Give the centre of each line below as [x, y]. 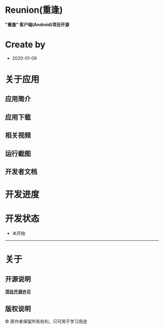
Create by [25, 45]
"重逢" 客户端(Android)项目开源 [37, 24]
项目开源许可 [18, 292]
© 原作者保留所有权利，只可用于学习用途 [46, 321]
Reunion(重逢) [34, 10]
